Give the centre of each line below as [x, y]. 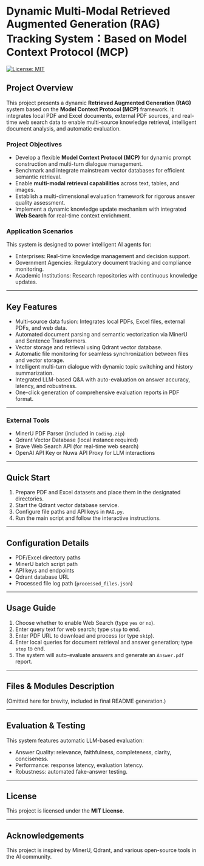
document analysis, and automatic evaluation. [64, 128]
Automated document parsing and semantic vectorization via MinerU [101, 335]
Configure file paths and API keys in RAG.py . [70, 512]
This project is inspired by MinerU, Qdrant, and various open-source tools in [101, 850]
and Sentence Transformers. [51, 341]
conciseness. [32, 759]
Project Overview [40, 88]
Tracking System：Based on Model [97, 39]
